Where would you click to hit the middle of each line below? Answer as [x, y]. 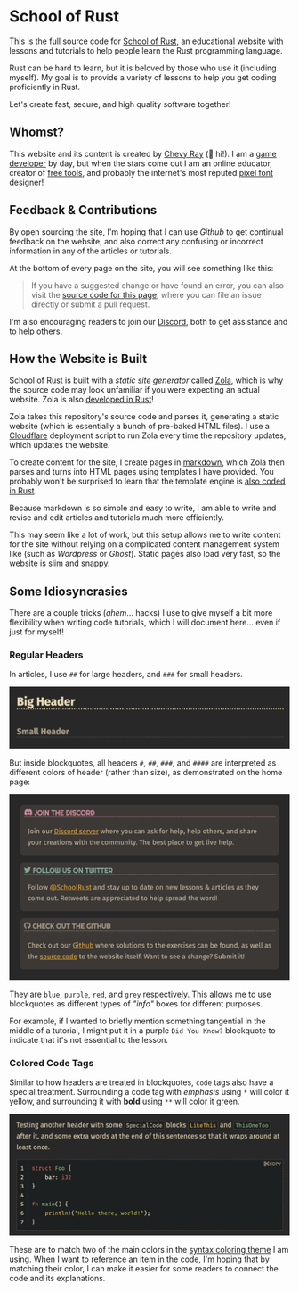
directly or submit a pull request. [90, 304]
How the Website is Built [78, 359]
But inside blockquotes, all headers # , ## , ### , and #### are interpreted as [143, 763]
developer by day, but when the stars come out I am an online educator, [141, 163]
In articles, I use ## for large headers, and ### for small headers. [126, 675]
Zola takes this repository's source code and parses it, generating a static [144, 417]
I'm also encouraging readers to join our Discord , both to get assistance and [149, 321]
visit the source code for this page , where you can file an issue [146, 294]
